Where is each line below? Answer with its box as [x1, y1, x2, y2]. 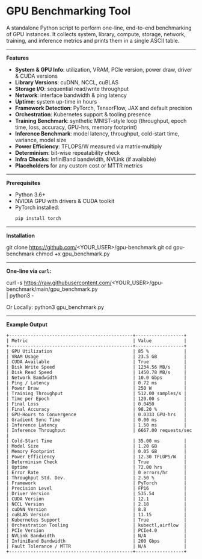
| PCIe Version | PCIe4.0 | [6, 527, 187, 534]
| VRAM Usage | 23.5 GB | [6, 354, 187, 360]
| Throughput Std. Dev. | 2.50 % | [6, 475, 187, 481]
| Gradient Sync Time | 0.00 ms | [6, 417, 187, 423]
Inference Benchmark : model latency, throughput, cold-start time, [14, 130, 180, 137]
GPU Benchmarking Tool [6, 4, 131, 18]
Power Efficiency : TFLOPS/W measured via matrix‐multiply [14, 143, 162, 150]
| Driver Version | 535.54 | [6, 490, 187, 496]
